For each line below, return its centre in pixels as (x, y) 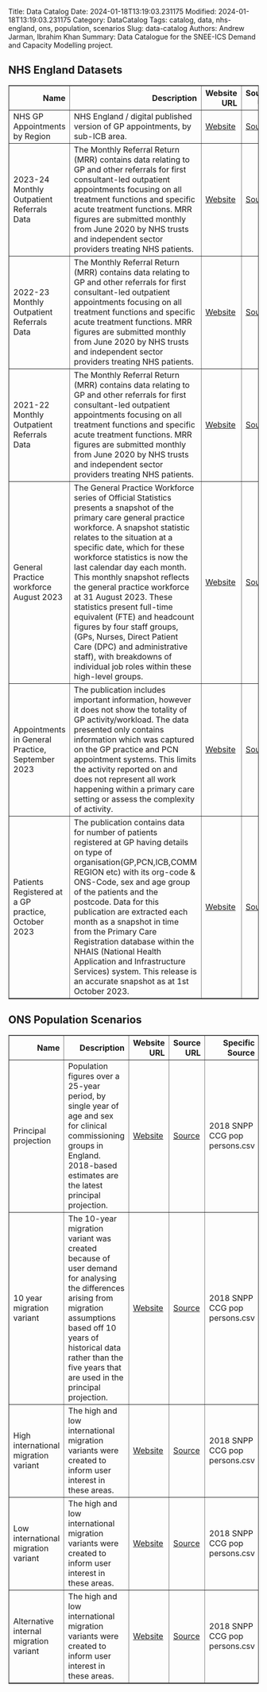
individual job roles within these (133, 666)
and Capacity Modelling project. (61, 45)
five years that (95, 1367)
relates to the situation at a (124, 537)
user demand (93, 1268)
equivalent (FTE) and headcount (134, 616)
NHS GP (28, 116)
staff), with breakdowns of (123, 656)
